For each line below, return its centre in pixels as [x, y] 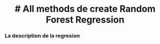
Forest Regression [85, 20]
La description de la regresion [42, 36]
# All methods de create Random [85, 9]
